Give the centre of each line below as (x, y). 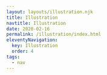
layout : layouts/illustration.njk (50, 12)
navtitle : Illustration (36, 23)
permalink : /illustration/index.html (54, 34)
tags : (13, 57)
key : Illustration (35, 46)
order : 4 (23, 51)
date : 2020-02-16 (28, 29)
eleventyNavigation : (32, 40)
